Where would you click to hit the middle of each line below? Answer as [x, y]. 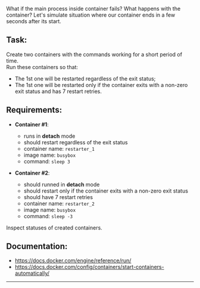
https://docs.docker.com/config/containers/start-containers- [90, 267]
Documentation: [37, 247]
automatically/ [32, 273]
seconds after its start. [34, 21]
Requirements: [34, 110]
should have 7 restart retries [58, 197]
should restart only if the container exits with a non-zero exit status [106, 191]
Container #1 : [32, 124]
